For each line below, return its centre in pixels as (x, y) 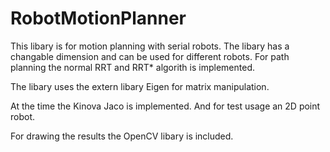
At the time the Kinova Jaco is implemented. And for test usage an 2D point (165, 106)
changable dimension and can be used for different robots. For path (150, 56)
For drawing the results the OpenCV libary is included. (122, 136)
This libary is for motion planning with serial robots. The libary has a (150, 46)
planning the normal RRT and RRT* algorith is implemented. (132, 67)
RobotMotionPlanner (98, 18)
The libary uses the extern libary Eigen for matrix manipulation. (140, 86)
